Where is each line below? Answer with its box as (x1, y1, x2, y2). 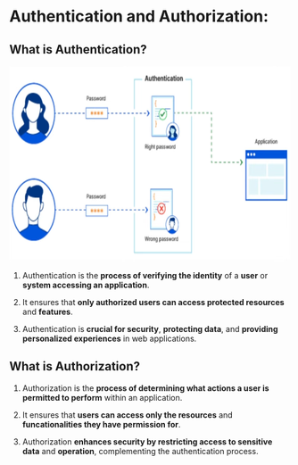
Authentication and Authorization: (9, 6, 269, 27)
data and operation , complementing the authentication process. (21, 445, 259, 456)
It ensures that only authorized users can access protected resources (21, 297, 285, 307)
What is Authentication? (9, 42, 147, 57)
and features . (21, 306, 73, 317)
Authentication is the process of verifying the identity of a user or (21, 270, 269, 280)
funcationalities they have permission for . (21, 419, 181, 429)
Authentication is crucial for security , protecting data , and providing (21, 324, 278, 334)
